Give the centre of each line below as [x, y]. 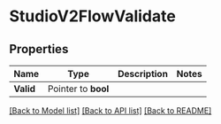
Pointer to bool [78, 89]
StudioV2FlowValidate [93, 16]
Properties [39, 49]
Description [143, 74]
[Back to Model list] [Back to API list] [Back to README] [110, 111]
